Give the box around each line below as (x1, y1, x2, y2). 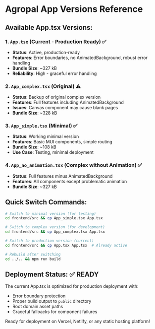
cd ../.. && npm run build (5, 257, 61, 262)
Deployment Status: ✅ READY (5, 270, 99, 278)
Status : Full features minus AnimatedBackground (12, 173, 113, 179)
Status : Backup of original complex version (12, 94, 101, 100)
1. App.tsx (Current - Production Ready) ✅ (5, 38, 106, 45)
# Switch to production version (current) (5, 238, 94, 244)
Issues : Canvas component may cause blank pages (12, 105, 118, 111)
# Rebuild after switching (5, 252, 61, 257)
